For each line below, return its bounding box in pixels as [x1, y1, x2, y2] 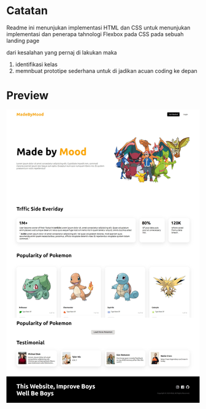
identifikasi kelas [15, 61, 58, 68]
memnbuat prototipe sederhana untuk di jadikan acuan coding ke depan [15, 67, 197, 74]
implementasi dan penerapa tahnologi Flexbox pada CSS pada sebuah [6, 30, 184, 37]
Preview [6, 89, 49, 103]
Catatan [6, 4, 48, 18]
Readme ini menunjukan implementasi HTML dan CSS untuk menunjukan [6, 24, 191, 31]
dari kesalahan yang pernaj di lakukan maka [6, 48, 118, 56]
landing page [6, 37, 40, 44]
